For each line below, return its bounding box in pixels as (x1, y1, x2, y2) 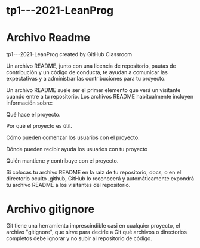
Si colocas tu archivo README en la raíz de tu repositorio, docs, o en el (6, 169, 181, 176)
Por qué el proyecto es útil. (6, 123, 73, 130)
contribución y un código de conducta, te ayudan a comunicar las (6, 69, 168, 76)
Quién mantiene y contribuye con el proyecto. (6, 157, 119, 164)
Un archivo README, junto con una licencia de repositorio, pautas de (6, 62, 176, 69)
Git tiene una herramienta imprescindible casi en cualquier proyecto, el (6, 222, 180, 229)
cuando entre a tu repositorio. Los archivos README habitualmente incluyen (6, 93, 194, 100)
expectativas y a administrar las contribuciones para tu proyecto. (6, 75, 166, 82)
